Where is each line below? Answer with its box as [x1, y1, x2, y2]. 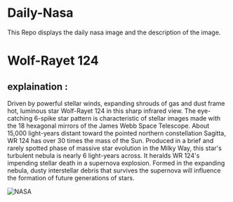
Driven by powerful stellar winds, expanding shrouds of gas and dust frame [7, 99, 226, 107]
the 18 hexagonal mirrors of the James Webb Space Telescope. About [7, 121, 210, 130]
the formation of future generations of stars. [7, 173, 135, 182]
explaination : [7, 81, 68, 93]
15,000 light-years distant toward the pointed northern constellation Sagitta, [7, 128, 226, 137]
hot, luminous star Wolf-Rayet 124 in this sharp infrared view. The [7, 107, 197, 115]
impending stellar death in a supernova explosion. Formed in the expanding [7, 159, 225, 167]
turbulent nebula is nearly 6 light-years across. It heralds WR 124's [7, 151, 200, 159]
